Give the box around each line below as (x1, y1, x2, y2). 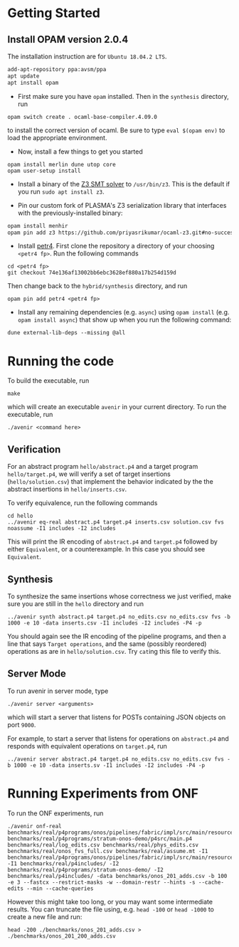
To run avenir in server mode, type (7, 687, 109, 695)
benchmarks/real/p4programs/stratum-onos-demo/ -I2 (7, 866, 164, 873)
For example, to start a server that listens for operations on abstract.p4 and (7, 734, 229, 743)
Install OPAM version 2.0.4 (7, 33, 129, 46)
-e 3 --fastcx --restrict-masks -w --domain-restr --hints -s (7, 879, 196, 886)
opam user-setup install (7, 167, 81, 174)
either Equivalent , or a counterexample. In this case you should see (7, 545, 206, 554)
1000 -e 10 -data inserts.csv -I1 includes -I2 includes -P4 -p (7, 619, 202, 627)
